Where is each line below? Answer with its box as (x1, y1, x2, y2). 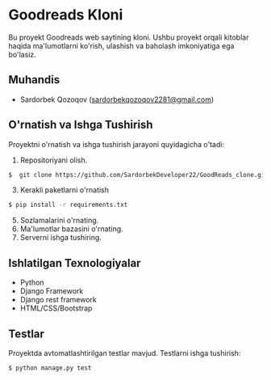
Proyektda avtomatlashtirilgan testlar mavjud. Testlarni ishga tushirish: (8, 348, 241, 357)
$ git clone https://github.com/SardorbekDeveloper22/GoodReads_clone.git (8, 171, 269, 179)
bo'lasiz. (8, 49, 36, 59)
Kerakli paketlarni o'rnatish (19, 185, 110, 195)
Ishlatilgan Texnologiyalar (8, 256, 141, 270)
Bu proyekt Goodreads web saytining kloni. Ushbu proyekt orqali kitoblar (8, 32, 249, 42)
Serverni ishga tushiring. (19, 233, 102, 243)
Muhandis (8, 73, 60, 87)
